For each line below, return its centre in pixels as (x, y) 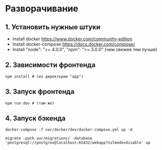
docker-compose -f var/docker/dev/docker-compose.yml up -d (69, 130)
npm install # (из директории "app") (44, 76)
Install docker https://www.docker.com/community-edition (72, 39)
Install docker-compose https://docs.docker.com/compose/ (74, 44)
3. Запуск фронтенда (40, 92)
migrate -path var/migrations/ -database (49, 139)
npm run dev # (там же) (30, 103)
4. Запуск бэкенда (35, 118)
